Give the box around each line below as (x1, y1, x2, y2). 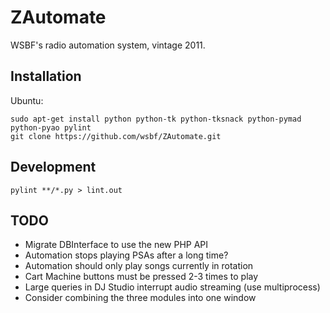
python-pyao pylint (10, 122, 92, 133)
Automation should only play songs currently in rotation (24, 260, 254, 272)
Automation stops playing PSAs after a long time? (24, 249, 229, 261)
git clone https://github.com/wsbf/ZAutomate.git (10, 131, 222, 141)
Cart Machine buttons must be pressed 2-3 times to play (24, 271, 259, 283)
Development (10, 159, 97, 176)
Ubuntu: (10, 94, 44, 106)
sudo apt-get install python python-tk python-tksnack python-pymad (10, 114, 302, 124)
